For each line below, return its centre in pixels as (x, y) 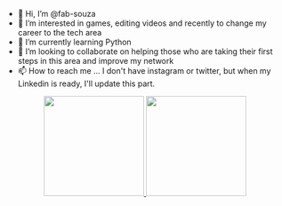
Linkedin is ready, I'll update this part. (86, 83)
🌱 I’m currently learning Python (74, 42)
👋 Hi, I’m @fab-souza (56, 14)
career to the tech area (60, 32)
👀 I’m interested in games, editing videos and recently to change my (142, 23)
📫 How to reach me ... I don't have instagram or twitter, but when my (144, 71)
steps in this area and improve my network (96, 61)
